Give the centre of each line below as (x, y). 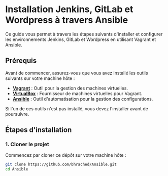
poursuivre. (17, 114)
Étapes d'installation (39, 130)
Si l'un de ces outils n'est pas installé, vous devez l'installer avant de (77, 108)
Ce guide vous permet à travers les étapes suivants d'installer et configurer (84, 34)
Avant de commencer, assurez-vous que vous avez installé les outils (77, 73)
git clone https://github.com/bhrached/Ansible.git (61, 165)
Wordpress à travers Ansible (67, 20)
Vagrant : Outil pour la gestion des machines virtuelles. (70, 88)
